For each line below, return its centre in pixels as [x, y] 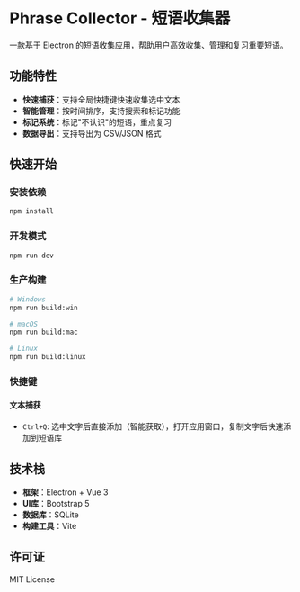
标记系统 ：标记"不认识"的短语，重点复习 [97, 121]
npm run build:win [44, 308]
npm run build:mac [44, 332]
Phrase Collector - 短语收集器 [120, 18]
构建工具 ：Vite [49, 525]
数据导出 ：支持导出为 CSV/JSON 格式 [92, 133]
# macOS [24, 324]
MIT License [32, 579]
